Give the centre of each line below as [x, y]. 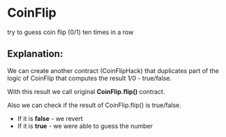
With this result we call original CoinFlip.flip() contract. [86, 91]
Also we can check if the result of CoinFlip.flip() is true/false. [94, 105]
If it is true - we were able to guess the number [85, 126]
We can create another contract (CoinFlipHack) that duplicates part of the [113, 70]
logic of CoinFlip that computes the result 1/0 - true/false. [90, 78]
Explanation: [35, 54]
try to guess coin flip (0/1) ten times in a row [70, 32]
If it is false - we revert [50, 118]
